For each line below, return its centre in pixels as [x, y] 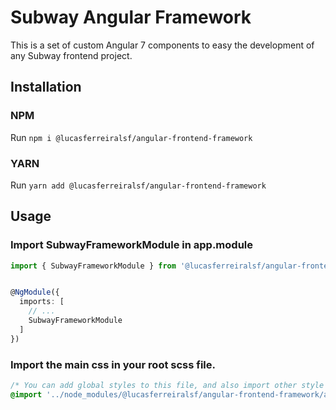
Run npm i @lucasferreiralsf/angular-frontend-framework [131, 137]
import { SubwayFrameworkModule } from [93, 266]
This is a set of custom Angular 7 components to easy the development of [162, 45]
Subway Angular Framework [131, 17]
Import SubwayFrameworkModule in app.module [132, 245]
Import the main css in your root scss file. [113, 364]
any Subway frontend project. [71, 55]
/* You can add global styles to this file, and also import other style [167, 386]
